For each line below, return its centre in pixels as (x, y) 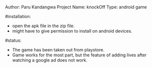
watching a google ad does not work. (50, 60)
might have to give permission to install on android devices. (72, 31)
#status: (13, 40)
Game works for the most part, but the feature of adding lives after (79, 55)
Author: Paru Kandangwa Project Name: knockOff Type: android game (76, 7)
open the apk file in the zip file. (43, 26)
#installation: (18, 16)
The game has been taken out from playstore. (58, 50)
